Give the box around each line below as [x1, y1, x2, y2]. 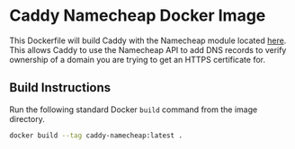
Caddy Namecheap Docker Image [9, 5, 266, 26]
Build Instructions [9, 80, 112, 95]
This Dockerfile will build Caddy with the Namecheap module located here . [9, 35, 287, 46]
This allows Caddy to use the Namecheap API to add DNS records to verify [9, 44, 287, 55]
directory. [9, 113, 45, 124]
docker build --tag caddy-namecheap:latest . [9, 131, 183, 140]
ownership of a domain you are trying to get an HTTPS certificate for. [9, 54, 265, 65]
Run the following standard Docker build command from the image [9, 104, 258, 115]
